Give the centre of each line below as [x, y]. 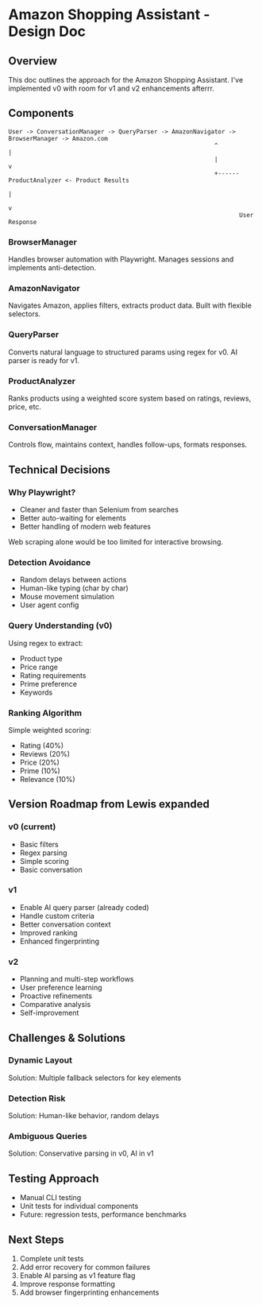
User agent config [49, 605]
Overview [33, 61]
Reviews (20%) [44, 753]
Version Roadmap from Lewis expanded [109, 804]
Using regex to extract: [46, 643]
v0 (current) [32, 827]
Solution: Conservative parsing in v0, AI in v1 [81, 1153]
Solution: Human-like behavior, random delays [84, 1116]
